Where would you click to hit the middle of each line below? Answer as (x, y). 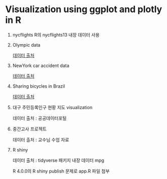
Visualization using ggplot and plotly (84, 9)
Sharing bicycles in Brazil (39, 86)
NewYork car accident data (41, 65)
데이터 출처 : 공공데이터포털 (40, 118)
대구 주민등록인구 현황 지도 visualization (52, 107)
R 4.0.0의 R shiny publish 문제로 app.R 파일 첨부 (61, 171)
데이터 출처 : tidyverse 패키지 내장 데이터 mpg (58, 160)
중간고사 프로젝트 (30, 129)
